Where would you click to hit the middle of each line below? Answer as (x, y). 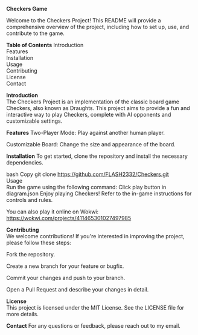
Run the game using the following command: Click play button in (86, 187)
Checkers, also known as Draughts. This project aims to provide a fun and (98, 108)
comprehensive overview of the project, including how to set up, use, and (98, 27)
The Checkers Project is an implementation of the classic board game (93, 102)
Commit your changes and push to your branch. (66, 278)
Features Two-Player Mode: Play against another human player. (85, 133)
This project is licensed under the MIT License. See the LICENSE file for (95, 307)
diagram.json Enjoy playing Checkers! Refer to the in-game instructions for (99, 194)
